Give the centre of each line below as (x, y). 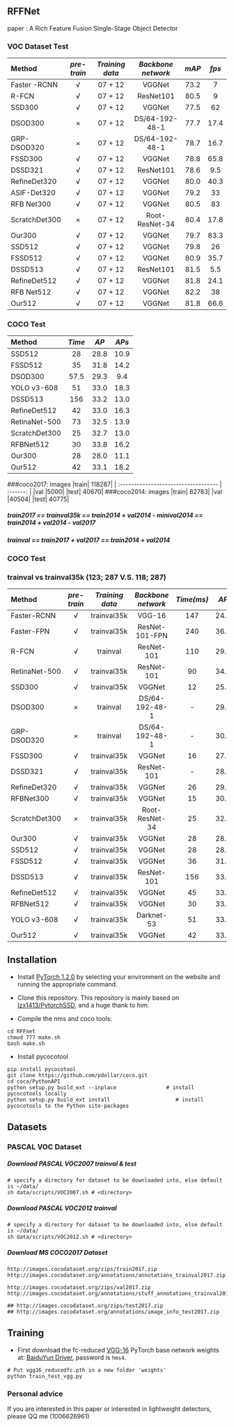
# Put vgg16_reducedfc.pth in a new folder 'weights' (87, 1370)
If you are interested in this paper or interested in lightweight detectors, (109, 1409)
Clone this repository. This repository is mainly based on (98, 997)
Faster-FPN (30, 631)
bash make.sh (26, 1043)
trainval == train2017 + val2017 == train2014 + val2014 (89, 540)
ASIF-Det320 (33, 193)
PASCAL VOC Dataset (45, 1147)
